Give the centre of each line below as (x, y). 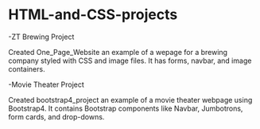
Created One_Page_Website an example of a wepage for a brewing (118, 52)
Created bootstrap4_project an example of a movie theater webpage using (130, 100)
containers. (27, 68)
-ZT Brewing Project (41, 37)
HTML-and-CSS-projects (93, 15)
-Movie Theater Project (47, 84)
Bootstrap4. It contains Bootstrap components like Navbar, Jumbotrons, (126, 108)
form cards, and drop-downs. (56, 116)
